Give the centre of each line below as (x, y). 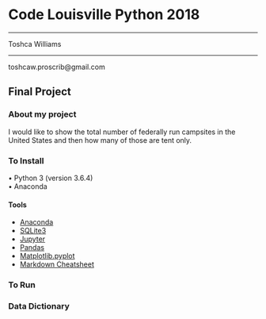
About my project (42, 114)
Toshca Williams (35, 44)
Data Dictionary (39, 306)
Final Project (40, 92)
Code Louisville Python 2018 (104, 15)
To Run (22, 285)
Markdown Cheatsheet (57, 264)
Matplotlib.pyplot (47, 256)
